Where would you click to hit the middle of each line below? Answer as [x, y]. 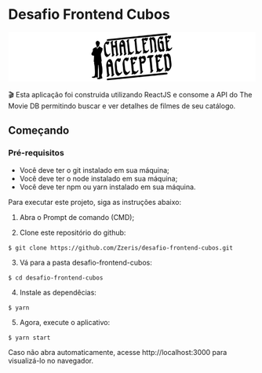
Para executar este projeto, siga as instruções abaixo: [95, 202]
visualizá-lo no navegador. [51, 360]
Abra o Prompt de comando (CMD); [77, 217]
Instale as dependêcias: [58, 292]
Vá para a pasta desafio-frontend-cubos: [86, 262]
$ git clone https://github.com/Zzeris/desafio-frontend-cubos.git [121, 248]
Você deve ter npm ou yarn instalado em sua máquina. [107, 187]
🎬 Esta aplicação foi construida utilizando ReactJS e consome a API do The [130, 95]
